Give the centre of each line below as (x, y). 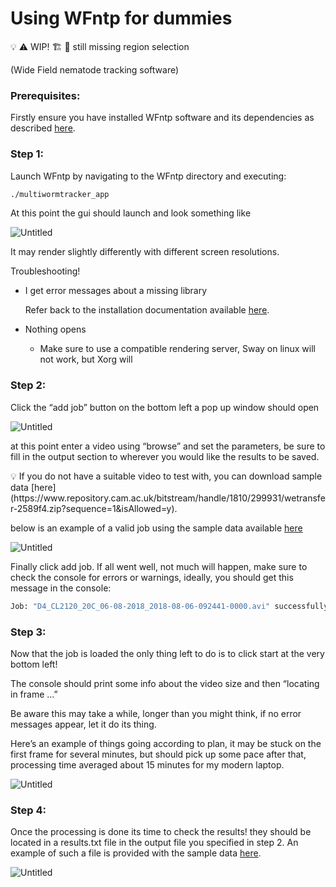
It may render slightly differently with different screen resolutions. (145, 252)
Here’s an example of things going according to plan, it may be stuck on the (166, 743)
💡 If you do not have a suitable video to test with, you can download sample (166, 476)
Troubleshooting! (45, 271)
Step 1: (27, 154)
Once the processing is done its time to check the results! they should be (161, 832)
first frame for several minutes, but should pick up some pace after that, (158, 754)
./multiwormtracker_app (60, 194)
